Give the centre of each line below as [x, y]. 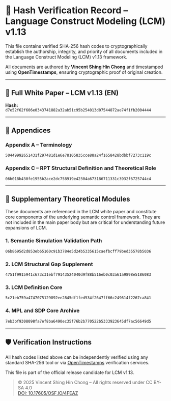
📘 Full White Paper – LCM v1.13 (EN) [62, 93]
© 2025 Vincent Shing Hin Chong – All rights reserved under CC [85, 382]
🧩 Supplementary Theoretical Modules [68, 199]
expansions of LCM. [26, 227]
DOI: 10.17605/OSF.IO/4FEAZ [48, 393]
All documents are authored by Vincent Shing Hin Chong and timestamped [84, 67]
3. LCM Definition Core [34, 288]
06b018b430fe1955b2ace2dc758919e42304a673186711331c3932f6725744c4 [78, 179]
